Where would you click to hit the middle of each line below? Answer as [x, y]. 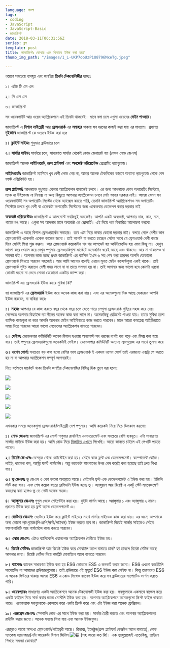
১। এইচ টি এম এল [20, 86]
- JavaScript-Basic [26, 29]
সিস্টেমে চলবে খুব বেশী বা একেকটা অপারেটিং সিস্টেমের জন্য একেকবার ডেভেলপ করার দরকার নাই [73, 207]
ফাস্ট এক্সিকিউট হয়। [20, 179]
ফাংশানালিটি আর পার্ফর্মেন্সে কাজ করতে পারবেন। [39, 528]
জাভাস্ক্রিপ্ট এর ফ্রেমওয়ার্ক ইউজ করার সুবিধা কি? [39, 283]
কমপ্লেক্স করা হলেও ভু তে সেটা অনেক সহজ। [37, 491]
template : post [21, 48]
